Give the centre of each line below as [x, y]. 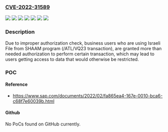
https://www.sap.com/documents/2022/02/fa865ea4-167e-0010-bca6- [88, 95]
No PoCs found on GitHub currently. [43, 124]
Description [20, 32]
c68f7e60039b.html [33, 101]
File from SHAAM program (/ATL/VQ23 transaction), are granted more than [83, 48]
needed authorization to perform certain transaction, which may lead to [80, 54]
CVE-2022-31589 [28, 7]
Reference [16, 84]
